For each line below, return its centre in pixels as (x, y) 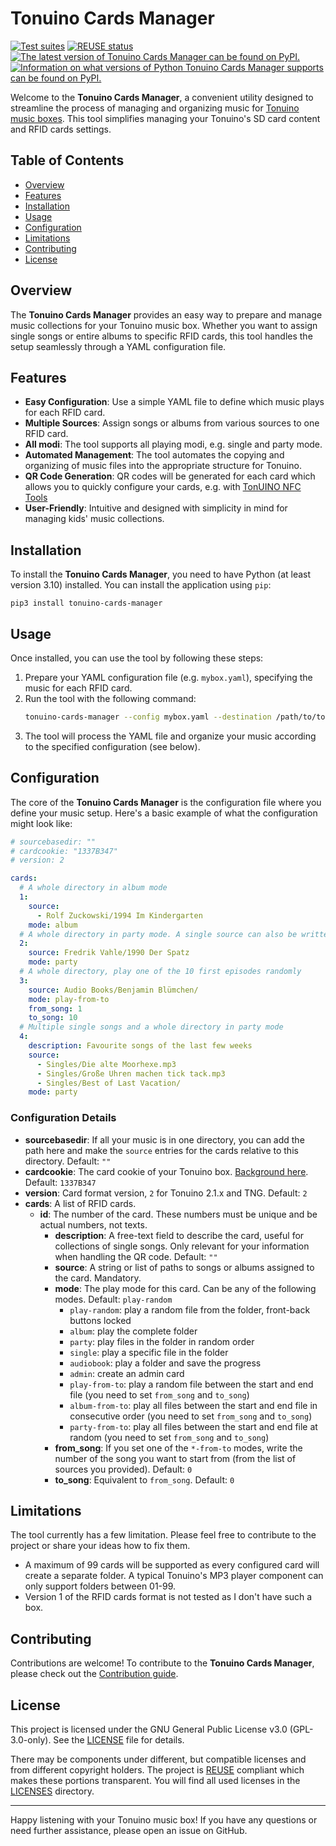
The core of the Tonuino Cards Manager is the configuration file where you (166, 802)
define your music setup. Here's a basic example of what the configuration (164, 813)
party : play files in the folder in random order (162, 1341)
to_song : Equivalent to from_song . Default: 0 (144, 1479)
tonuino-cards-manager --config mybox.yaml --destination (148, 717)
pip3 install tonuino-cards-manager (86, 603)
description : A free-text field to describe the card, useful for (179, 1235)
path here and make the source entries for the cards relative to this (161, 1150)
